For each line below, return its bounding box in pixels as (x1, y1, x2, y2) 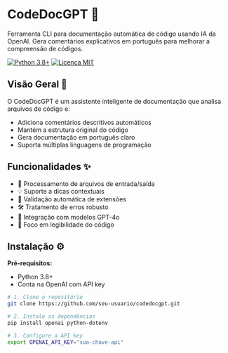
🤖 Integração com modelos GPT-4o (17, 213, 120, 221)
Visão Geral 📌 (7, 79, 68, 91)
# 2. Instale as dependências (7, 313, 96, 320)
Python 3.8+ (17, 273, 54, 281)
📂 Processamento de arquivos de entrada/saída (17, 179, 156, 188)
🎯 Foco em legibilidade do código (17, 220, 114, 229)
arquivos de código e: (7, 105, 70, 113)
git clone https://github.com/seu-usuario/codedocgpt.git (7, 300, 180, 307)
